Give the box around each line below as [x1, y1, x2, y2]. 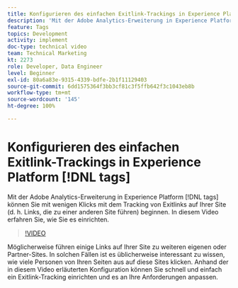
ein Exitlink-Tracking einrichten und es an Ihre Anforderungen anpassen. [7, 272, 218, 281]
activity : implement [7, 37, 69, 44]
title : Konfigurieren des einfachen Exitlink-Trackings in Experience [7, 10, 220, 18]
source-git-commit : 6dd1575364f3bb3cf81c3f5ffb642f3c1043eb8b [7, 83, 195, 90]
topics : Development [7, 30, 69, 38]
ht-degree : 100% [7, 103, 55, 110]
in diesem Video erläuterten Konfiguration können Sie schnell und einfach [7, 265, 222, 273]
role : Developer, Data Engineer [7, 63, 103, 70]
